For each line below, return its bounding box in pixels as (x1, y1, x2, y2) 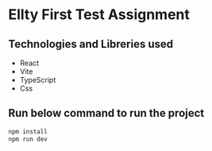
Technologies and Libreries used (8, 37, 174, 51)
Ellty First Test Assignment (8, 6, 191, 24)
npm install (8, 127, 48, 136)
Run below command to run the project (8, 106, 205, 120)
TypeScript (19, 75, 56, 84)
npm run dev (8, 135, 48, 143)
